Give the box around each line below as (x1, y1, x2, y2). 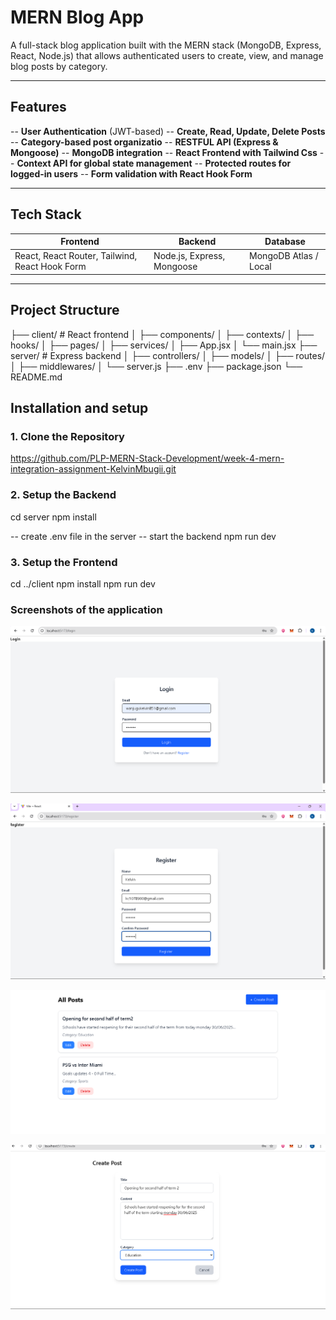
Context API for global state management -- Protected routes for (16, 157, 292, 169)
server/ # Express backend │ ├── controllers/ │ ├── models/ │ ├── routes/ (10, 349, 326, 361)
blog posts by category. (10, 60, 108, 72)
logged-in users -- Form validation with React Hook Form (10, 167, 253, 180)
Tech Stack (10, 206, 82, 223)
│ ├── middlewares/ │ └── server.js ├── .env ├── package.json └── (10, 360, 303, 372)
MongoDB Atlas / (249, 250, 319, 262)
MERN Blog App (10, 6, 145, 29)
